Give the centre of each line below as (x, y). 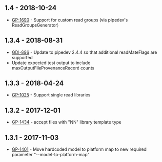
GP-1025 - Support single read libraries (51, 95)
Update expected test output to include (51, 63)
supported (22, 57)
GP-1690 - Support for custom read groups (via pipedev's (70, 20)
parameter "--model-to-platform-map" (51, 155)
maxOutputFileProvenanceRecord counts (53, 68)
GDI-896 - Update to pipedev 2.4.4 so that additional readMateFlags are (84, 52)
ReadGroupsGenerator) (35, 25)
